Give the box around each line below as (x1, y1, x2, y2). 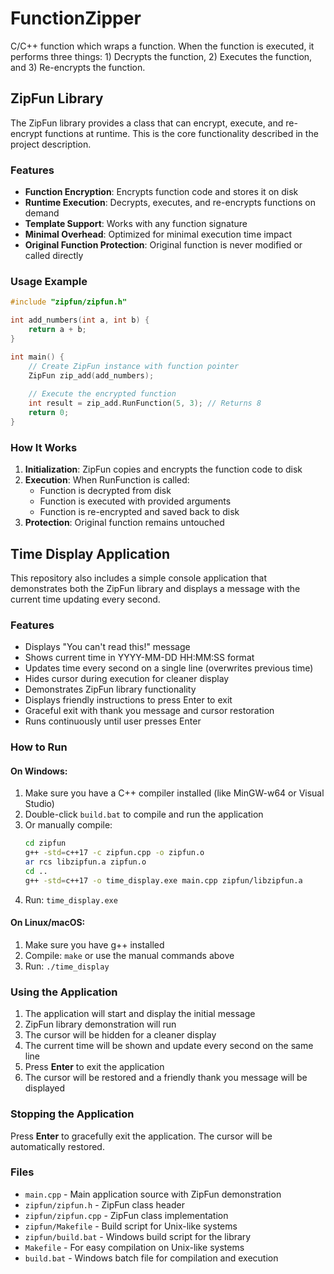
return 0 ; (28, 408, 70, 418)
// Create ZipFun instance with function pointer (28, 361, 240, 371)
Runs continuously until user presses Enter (24, 715, 202, 727)
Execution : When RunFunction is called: (24, 474, 190, 486)
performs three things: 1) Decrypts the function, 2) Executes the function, (10, 50, 313, 62)
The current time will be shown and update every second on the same (24, 1040, 314, 1052)
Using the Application (10, 985, 118, 999)
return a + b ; (28, 325, 87, 335)
